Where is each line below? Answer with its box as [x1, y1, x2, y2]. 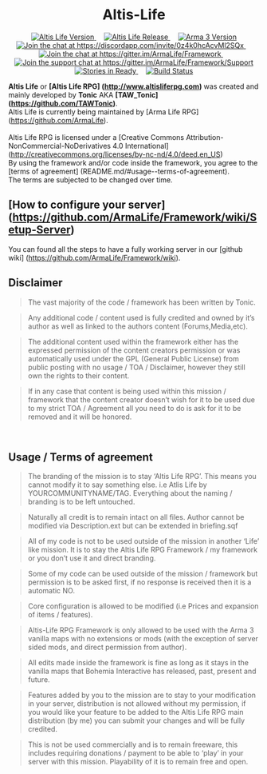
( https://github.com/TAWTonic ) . [8, 98, 118, 108]
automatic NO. [27, 586, 76, 596]
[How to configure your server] [8, 198, 166, 212]
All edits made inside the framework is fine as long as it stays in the [27, 658, 249, 668]
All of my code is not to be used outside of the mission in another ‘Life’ [27, 537, 260, 546]
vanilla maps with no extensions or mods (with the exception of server [27, 634, 259, 644]
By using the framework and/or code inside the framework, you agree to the [8, 158, 258, 167]
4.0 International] [112, 141, 169, 150]
